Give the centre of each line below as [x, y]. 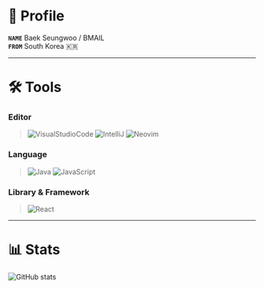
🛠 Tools [35, 88]
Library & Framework [49, 192]
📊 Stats [34, 250]
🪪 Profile [37, 16]
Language [28, 155]
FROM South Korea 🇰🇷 [43, 46]
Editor [20, 117]
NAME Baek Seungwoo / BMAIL [56, 38]
